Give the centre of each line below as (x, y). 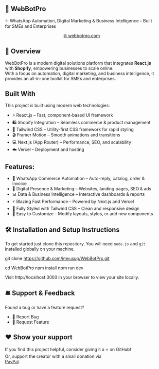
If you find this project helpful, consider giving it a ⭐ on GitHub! (68, 349)
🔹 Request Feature (31, 322)
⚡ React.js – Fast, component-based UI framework (62, 115)
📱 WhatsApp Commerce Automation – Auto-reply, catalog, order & (78, 179)
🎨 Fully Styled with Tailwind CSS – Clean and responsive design (76, 209)
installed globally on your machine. (40, 249)
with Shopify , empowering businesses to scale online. (59, 68)
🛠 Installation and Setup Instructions (62, 230)
